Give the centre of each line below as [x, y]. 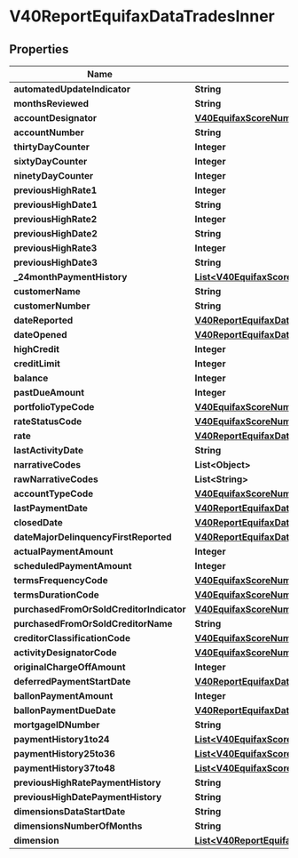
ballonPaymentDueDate [65, 710]
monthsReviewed [51, 104]
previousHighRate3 [55, 248]
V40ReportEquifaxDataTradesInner [142, 16]
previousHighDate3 [55, 262]
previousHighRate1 [55, 190]
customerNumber [52, 306]
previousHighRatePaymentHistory [87, 782]
